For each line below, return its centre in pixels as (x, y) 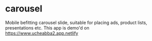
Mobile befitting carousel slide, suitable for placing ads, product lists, (76, 22)
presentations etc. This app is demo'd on (47, 27)
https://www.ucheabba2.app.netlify (42, 33)
